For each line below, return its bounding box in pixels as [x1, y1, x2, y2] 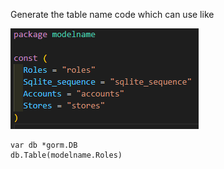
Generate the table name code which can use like [10, 9, 215, 20]
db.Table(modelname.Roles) [10, 150, 123, 160]
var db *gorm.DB [10, 140, 78, 150]
